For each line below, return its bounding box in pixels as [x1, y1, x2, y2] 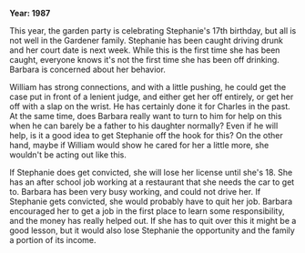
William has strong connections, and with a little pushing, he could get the [9, 82, 287, 92]
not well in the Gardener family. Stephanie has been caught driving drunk [9, 35, 284, 46]
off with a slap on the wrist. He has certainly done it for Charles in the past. [9, 101, 291, 112]
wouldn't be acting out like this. [9, 149, 127, 160]
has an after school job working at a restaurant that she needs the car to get [9, 177, 295, 187]
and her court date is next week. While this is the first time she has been [9, 45, 280, 56]
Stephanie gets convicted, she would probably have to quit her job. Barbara [9, 196, 293, 207]
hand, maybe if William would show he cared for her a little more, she [9, 140, 269, 150]
